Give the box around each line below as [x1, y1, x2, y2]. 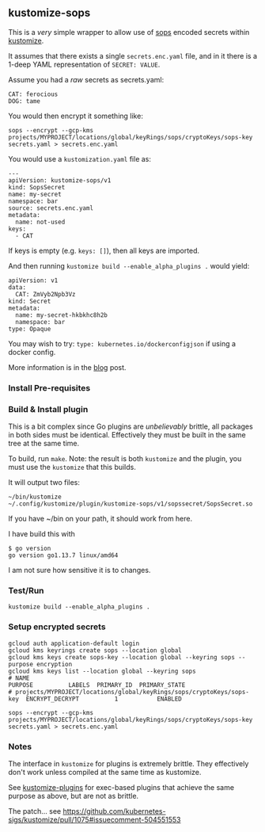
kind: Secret [8, 297, 51, 305]
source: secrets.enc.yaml [8, 204, 93, 212]
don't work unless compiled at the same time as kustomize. [8, 767, 202, 777]
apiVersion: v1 [8, 277, 59, 284]
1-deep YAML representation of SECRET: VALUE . [8, 59, 161, 69]
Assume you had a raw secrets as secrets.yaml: [8, 74, 165, 84]
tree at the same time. [8, 439, 80, 448]
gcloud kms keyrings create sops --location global [8, 646, 182, 655]
